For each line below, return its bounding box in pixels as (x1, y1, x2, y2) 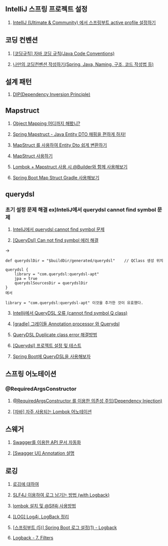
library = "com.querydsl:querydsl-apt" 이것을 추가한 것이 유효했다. (5, 300, 143, 305)
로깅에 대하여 (12, 481, 39, 487)
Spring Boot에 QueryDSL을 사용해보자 (12, 353, 91, 359)
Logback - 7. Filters (12, 535, 54, 541)
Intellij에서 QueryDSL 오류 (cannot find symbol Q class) (12, 310, 128, 316)
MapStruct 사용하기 (12, 153, 53, 159)
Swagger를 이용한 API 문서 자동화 (12, 439, 81, 445)
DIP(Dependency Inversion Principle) (12, 91, 91, 98)
